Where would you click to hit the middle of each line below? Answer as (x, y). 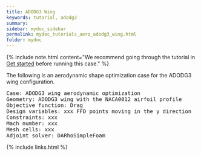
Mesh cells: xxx (30, 130)
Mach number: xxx (32, 124)
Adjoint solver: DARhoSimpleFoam (56, 136)
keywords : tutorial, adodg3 (42, 18)
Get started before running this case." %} (58, 63)
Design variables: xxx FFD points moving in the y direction (99, 112)
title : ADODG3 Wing (31, 12)
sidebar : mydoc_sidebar (36, 29)
